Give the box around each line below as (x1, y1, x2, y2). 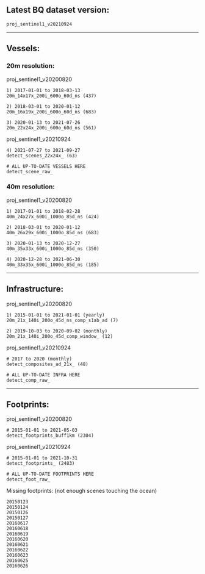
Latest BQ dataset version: (6, 5, 110, 15)
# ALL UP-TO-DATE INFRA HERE (6, 371, 81, 378)
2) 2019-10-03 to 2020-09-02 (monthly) (6, 328, 108, 334)
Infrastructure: (6, 284, 64, 295)
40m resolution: (6, 182, 55, 191)
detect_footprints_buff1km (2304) (6, 432, 95, 439)
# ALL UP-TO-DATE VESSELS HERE (6, 163, 86, 170)
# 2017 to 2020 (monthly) (6, 356, 72, 362)
